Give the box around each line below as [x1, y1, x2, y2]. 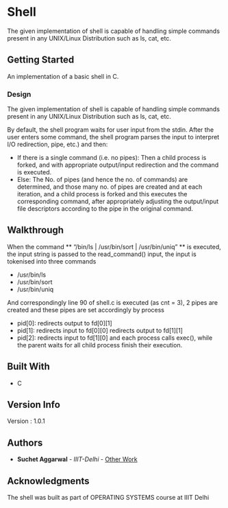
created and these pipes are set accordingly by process [7, 305, 164, 314]
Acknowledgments [7, 475, 90, 487]
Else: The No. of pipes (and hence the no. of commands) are [16, 176, 188, 184]
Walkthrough [7, 224, 64, 236]
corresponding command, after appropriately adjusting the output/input [16, 197, 219, 206]
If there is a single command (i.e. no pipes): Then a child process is [16, 154, 207, 162]
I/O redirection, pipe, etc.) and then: [7, 140, 108, 148]
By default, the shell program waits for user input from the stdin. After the [7, 126, 214, 134]
